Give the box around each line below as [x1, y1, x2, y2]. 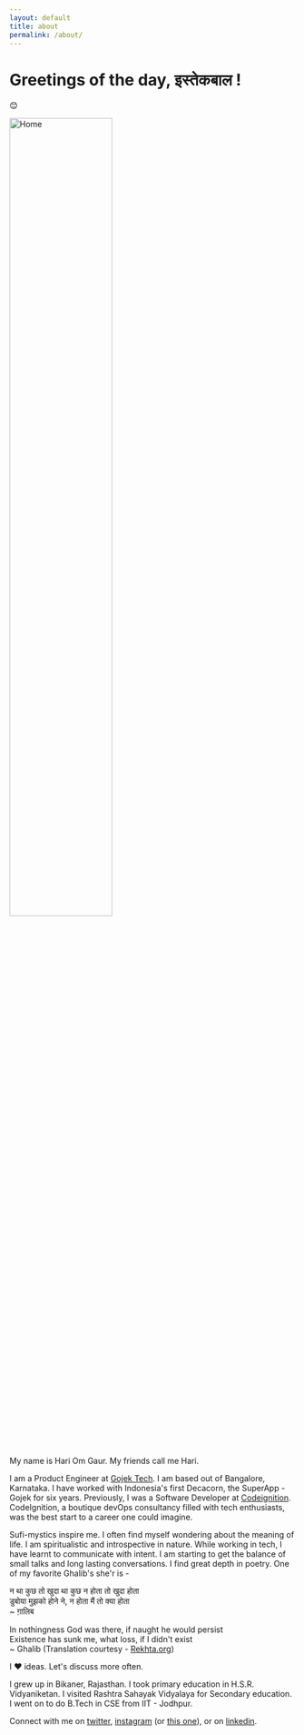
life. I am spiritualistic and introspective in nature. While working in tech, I [9, 1539, 283, 1550]
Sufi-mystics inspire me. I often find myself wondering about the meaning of [9, 1529, 295, 1540]
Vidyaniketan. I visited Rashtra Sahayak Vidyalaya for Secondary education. [9, 1689, 292, 1700]
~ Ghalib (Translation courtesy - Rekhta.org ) [9, 1643, 174, 1655]
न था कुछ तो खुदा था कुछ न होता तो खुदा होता [9, 1586, 140, 1597]
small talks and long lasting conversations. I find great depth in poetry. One [9, 1559, 290, 1570]
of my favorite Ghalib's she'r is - [9, 1568, 130, 1579]
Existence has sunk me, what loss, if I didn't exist [9, 1634, 193, 1645]
